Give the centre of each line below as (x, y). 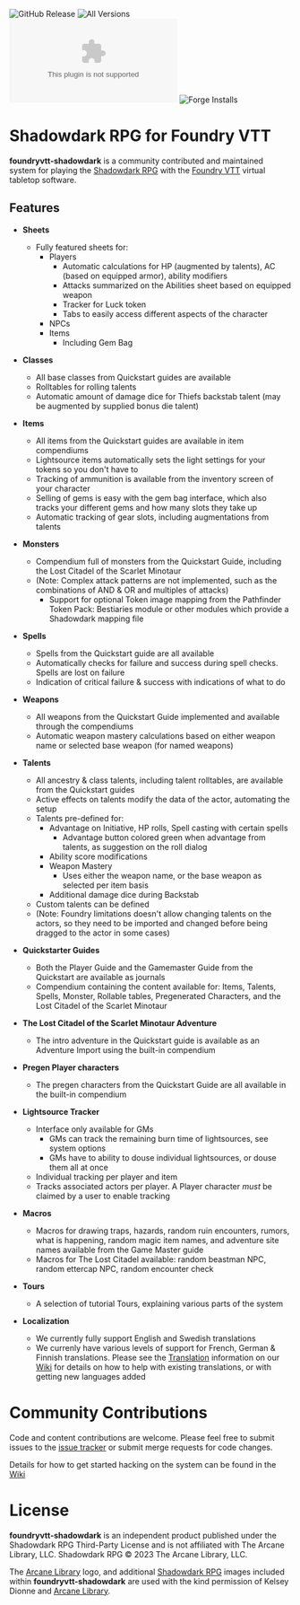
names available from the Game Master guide (120, 1250)
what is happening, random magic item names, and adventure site (157, 1240)
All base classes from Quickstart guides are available (133, 377)
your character (63, 488)
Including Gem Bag (98, 342)
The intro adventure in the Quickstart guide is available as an (147, 1040)
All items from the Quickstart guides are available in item (140, 441)
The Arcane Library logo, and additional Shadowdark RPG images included (147, 1572)
